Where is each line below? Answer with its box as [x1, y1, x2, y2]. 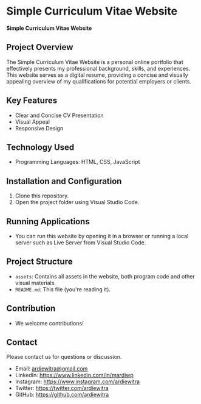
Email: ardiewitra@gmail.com [15, 365, 88, 372]
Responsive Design [15, 124, 64, 132]
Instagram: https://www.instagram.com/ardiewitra [15, 378, 140, 385]
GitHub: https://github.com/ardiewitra [15, 391, 109, 399]
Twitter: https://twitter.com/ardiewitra [15, 385, 109, 392]
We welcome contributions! [15, 319, 84, 327]
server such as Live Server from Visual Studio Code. [15, 239, 146, 246]
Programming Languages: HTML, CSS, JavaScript [15, 158, 140, 166]
